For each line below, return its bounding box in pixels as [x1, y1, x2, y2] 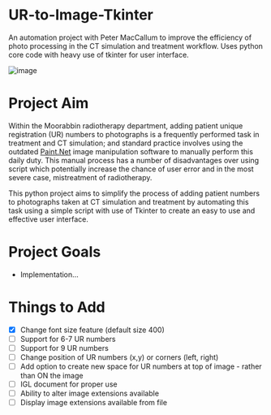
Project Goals [8, 243, 101, 262]
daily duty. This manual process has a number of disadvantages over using [8, 155, 260, 165]
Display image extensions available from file [19, 398, 168, 408]
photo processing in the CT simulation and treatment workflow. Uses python [8, 41, 264, 50]
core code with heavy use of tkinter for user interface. [8, 50, 189, 59]
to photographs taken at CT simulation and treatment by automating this [8, 197, 249, 206]
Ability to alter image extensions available [19, 388, 160, 399]
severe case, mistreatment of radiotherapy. [8, 172, 153, 182]
